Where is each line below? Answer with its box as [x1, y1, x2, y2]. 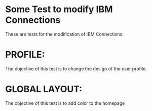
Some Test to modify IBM [5, 4, 113, 15]
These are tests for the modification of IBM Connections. [5, 31, 124, 37]
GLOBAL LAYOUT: [5, 84, 83, 95]
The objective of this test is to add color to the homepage [5, 100, 125, 106]
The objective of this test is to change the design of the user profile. [5, 65, 147, 71]
